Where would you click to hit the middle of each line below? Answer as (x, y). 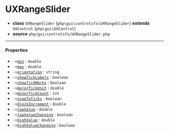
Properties (17, 50)
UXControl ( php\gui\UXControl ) (44, 28)
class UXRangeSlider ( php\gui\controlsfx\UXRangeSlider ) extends (81, 23)
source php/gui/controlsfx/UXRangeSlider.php (61, 34)
